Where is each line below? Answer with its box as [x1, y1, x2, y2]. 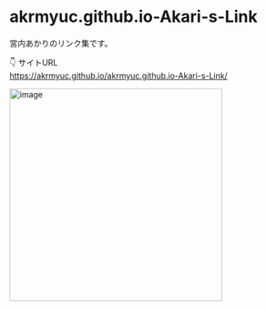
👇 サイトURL [9, 57, 58, 67]
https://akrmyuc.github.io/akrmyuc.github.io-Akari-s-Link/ [9, 70, 228, 81]
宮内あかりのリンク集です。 [9, 37, 113, 48]
